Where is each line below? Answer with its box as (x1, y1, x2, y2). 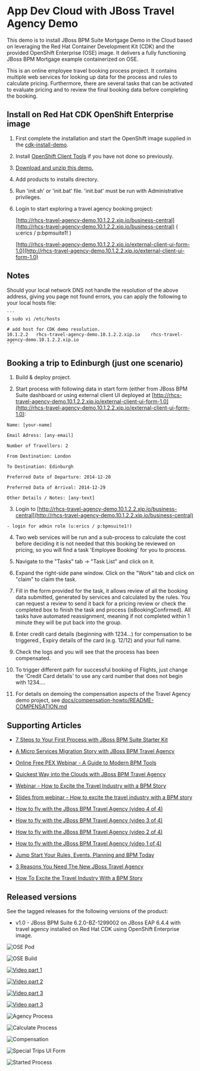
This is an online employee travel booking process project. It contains (7, 67, 177, 74)
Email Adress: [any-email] (7, 433, 74, 439)
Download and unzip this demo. (15, 164, 93, 171)
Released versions (7, 892, 77, 902)
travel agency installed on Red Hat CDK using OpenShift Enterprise (15, 926, 180, 932)
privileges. (15, 193, 42, 201)
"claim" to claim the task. (15, 576, 77, 583)
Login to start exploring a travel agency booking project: (15, 205, 154, 212)
